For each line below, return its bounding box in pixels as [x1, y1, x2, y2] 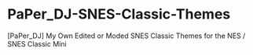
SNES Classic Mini [7, 39, 68, 48]
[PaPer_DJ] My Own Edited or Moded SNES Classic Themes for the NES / [7, 31, 246, 40]
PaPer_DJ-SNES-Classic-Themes [7, 5, 231, 23]
